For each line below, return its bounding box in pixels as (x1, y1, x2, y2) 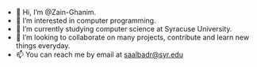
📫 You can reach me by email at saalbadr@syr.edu (15, 50, 184, 59)
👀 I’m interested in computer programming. (15, 16, 156, 25)
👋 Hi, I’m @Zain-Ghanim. (15, 8, 97, 17)
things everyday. (15, 41, 71, 50)
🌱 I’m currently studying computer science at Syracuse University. (15, 24, 232, 33)
